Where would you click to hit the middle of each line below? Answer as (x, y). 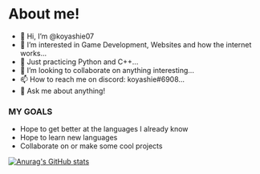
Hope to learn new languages (69, 138)
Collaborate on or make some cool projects (91, 146)
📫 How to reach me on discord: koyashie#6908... (102, 79)
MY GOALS (30, 111)
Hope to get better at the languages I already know (104, 129)
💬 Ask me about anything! (63, 91)
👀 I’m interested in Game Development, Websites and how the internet (136, 44)
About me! (44, 14)
